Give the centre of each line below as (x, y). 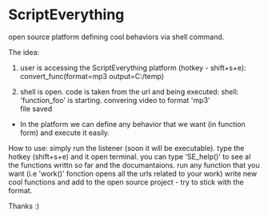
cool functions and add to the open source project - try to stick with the (126, 182)
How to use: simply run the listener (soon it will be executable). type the (126, 148)
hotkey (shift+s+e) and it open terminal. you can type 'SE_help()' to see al (130, 157)
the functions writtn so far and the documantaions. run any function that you (134, 164)
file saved (36, 109)
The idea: (24, 52)
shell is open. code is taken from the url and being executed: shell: (129, 91)
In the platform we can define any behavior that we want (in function (132, 124)
